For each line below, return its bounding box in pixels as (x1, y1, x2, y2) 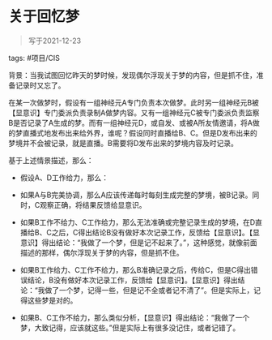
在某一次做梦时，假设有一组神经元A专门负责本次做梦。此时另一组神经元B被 (8, 97, 259, 107)
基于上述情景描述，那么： (8, 155, 94, 165)
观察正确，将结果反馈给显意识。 (40, 200, 147, 209)
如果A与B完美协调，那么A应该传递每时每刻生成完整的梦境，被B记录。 (19, 190, 253, 200)
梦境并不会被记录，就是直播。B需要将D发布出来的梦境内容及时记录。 (8, 138, 239, 148)
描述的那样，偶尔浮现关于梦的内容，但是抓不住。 (19, 247, 184, 257)
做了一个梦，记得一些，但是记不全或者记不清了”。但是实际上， (44, 285, 254, 295)
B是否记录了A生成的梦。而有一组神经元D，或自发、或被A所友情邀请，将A (8, 118, 253, 127)
